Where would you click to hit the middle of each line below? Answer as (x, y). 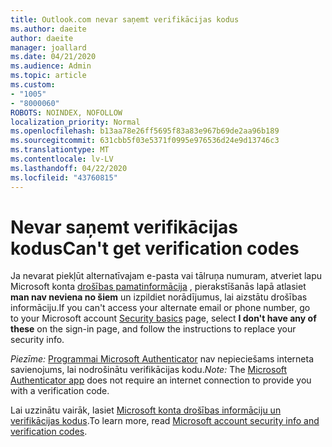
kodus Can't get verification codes (155, 248)
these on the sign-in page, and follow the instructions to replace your (153, 329)
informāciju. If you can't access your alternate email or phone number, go (160, 308)
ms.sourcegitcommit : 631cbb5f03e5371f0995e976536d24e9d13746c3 (145, 141)
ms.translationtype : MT (60, 150)
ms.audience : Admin (51, 66)
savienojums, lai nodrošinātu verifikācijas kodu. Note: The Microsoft (149, 370)
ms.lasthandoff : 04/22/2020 (69, 168)
